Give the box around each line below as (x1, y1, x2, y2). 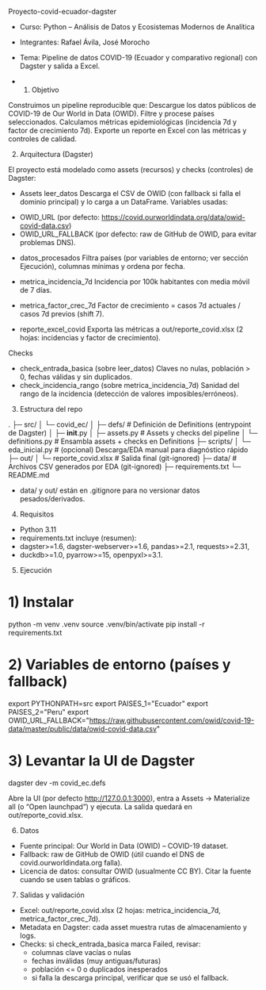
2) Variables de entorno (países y (8, 656, 231, 673)
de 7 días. (19, 286, 52, 294)
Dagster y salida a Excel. (19, 61, 101, 71)
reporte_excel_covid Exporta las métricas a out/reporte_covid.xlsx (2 (19, 324, 244, 334)
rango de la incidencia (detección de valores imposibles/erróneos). (19, 389, 239, 398)
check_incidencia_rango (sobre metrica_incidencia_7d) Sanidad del (19, 381, 240, 389)
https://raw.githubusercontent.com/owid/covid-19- (89, 716, 255, 725)
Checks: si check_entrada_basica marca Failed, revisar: (19, 939, 201, 949)
